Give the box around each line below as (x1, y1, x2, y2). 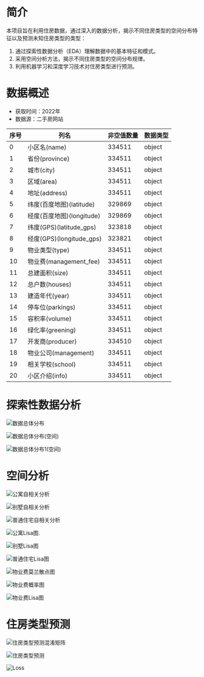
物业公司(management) (27, 349, 95, 357)
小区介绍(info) (27, 371, 68, 380)
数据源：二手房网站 (15, 115, 64, 122)
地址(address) (27, 188, 68, 197)
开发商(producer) (27, 337, 77, 346)
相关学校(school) (27, 360, 76, 369)
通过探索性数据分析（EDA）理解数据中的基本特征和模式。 (15, 47, 159, 55)
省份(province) (27, 154, 70, 163)
